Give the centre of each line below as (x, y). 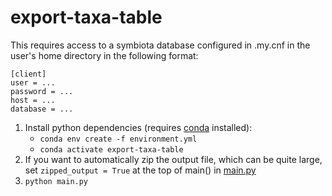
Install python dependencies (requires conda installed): (138, 127)
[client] (28, 74)
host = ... (33, 100)
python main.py (56, 181)
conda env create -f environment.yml (118, 139)
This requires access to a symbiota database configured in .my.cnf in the (160, 45)
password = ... (42, 91)
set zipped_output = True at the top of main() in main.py (140, 170)
